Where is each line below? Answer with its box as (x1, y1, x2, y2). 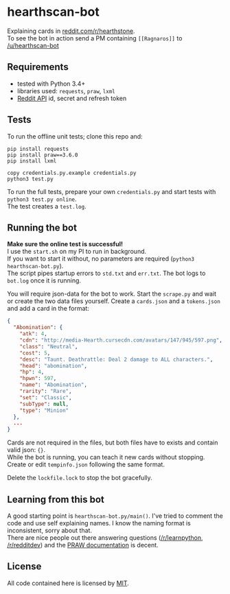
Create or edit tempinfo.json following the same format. (7, 460, 165, 468)
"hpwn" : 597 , (19, 375, 57, 382)
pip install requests (7, 145, 69, 152)
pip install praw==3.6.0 (7, 152, 78, 158)
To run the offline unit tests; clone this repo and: (7, 132, 143, 141)
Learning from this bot (7, 493, 105, 505)
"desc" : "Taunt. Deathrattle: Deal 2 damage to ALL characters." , (19, 356, 214, 363)
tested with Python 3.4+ (16, 80, 86, 88)
